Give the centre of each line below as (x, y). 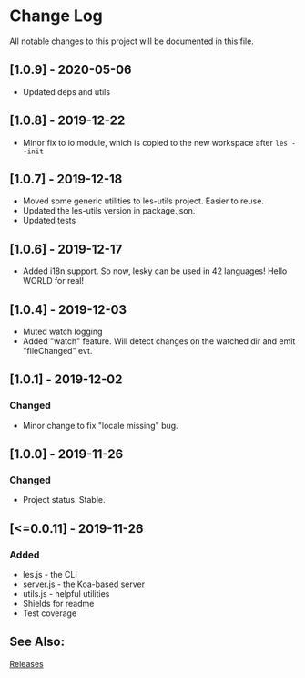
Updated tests (49, 221)
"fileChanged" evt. (57, 351)
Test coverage (50, 613)
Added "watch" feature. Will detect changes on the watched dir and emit (159, 341)
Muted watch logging (62, 331)
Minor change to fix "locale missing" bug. (101, 425)
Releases (26, 663)
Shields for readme (58, 604)
